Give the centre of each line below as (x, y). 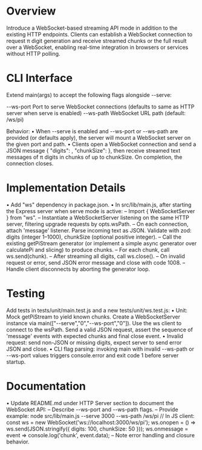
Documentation (46, 386)
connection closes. (30, 163)
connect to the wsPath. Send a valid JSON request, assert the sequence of (100, 329)
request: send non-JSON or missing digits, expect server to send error (94, 342)
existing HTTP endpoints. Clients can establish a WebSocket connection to (99, 34)
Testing (26, 293)
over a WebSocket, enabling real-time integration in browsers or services (97, 47)
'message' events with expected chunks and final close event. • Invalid (95, 336)
